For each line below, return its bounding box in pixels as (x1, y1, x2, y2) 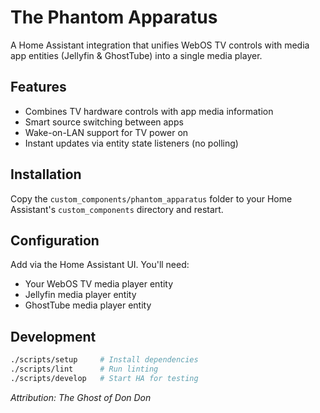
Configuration (10, 232, 100, 249)
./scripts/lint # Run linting (10, 364, 159, 375)
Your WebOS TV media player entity (24, 278, 174, 290)
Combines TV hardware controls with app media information (24, 105, 274, 117)
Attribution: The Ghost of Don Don (10, 391, 152, 403)
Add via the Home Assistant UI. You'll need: (10, 259, 190, 271)
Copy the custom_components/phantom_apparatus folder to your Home (10, 192, 293, 205)
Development (10, 328, 97, 345)
